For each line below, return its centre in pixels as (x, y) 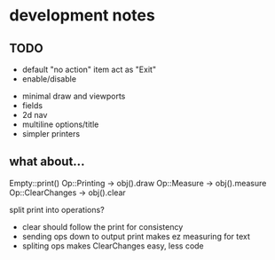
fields (32, 106)
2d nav (35, 115)
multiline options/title (60, 124)
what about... (47, 162)
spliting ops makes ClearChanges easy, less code (113, 246)
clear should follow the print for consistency (102, 226)
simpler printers (51, 134)
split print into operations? (57, 209)
